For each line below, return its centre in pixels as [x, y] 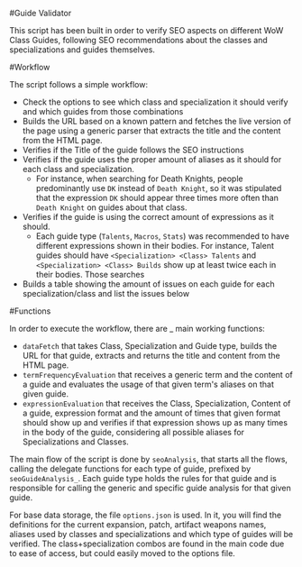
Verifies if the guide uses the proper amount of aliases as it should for [152, 160]
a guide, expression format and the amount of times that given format [151, 413]
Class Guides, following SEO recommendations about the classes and [138, 40]
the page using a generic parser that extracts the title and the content [151, 131]
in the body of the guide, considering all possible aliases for [133, 432]
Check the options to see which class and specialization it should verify [155, 102]
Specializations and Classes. [75, 442]
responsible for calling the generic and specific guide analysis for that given [150, 488]
